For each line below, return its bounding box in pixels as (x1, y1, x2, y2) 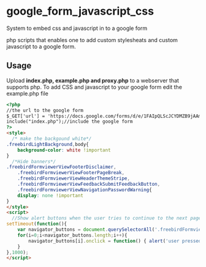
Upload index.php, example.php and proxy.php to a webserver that (6, 76, 180, 84)
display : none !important (17, 192, 84, 199)
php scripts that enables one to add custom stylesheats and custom (6, 36, 178, 43)
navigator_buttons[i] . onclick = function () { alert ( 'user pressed (28, 238, 202, 244)
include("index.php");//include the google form (6, 119, 133, 125)
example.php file (6, 90, 49, 97)
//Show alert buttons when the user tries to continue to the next (12, 215, 188, 221)
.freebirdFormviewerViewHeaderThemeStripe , (17, 175, 131, 181)
